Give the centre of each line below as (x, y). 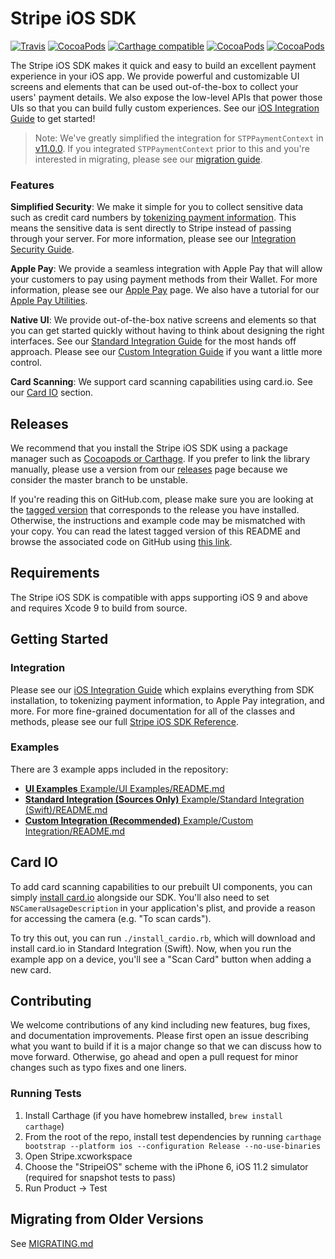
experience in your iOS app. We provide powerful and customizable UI (155, 76)
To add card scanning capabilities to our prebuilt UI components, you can (161, 886)
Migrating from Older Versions (107, 1219)
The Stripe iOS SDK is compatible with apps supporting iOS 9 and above (159, 597)
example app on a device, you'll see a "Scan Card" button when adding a (161, 959)
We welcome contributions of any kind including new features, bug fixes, (160, 1025)
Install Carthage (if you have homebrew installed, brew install (153, 1115)
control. (26, 363)
